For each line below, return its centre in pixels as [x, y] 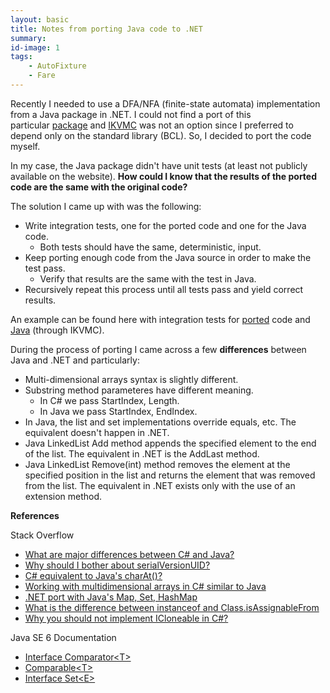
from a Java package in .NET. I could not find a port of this [131, 114]
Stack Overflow [42, 535]
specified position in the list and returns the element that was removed [170, 475]
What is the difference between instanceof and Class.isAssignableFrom [172, 607]
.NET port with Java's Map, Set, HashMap [111, 597]
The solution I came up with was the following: [106, 206]
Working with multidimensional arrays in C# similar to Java [145, 586]
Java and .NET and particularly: [75, 360]
